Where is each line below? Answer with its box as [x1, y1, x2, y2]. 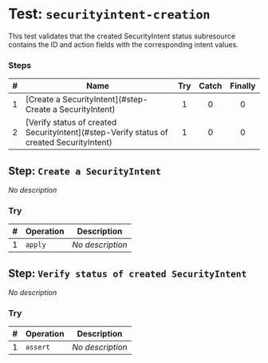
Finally [230, 81, 256, 92]
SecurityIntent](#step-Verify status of [25, 127, 169, 138]
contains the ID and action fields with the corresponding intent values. [8, 39, 239, 49]
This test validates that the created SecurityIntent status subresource [8, 31, 236, 41]
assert [25, 343, 50, 352]
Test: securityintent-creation [8, 5, 211, 23]
